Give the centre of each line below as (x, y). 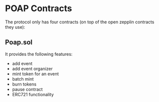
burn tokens (24, 84)
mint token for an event (35, 74)
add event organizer (32, 68)
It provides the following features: (39, 54)
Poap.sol (19, 42)
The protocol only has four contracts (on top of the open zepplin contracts (80, 22)
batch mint (23, 79)
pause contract (27, 89)
